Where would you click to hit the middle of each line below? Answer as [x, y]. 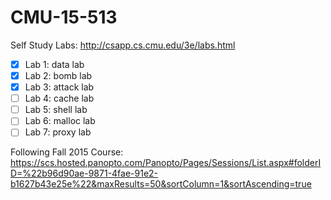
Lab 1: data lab [54, 64]
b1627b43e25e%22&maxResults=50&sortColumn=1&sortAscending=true [161, 184]
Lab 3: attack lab [59, 87]
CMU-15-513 [64, 17]
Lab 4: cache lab [59, 98]
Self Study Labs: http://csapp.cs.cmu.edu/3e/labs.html [123, 45]
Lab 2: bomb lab [58, 75]
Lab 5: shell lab [56, 110]
